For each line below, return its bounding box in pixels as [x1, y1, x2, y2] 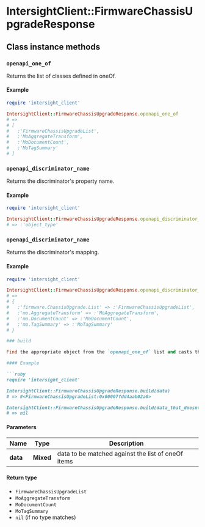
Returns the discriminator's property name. [6, 177, 115, 185]
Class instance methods [6, 42, 101, 52]
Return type [6, 474, 38, 481]
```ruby [6, 371, 26, 377]
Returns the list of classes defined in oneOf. [6, 72, 117, 79]
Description [109, 439, 144, 448]
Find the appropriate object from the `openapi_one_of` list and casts [6, 349, 192, 355]
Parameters [6, 423, 37, 430]
